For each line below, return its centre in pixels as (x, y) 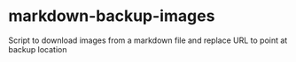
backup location (38, 49)
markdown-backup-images (112, 16)
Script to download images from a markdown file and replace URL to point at (148, 40)
